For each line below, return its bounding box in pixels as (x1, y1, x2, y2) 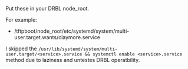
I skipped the (5, 45, 37, 52)
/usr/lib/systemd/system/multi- (38, 46, 118, 52)
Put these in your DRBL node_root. (5, 5, 90, 12)
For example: (5, 16, 38, 23)
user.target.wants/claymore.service (14, 34, 101, 40)
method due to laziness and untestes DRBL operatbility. (5, 57, 140, 63)
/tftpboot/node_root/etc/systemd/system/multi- (14, 27, 130, 34)
